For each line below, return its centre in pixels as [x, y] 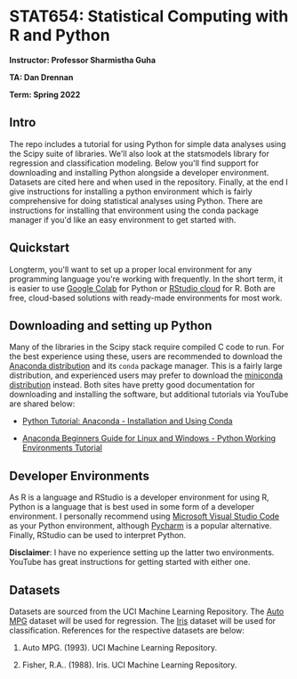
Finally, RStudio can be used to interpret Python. [98, 536]
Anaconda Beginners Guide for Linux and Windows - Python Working [149, 438]
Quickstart [40, 248]
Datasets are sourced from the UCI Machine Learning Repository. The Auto [147, 611]
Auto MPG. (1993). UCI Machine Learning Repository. [120, 647]
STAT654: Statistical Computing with [149, 16]
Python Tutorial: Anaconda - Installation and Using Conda [127, 421]
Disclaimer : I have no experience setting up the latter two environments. [142, 552]
